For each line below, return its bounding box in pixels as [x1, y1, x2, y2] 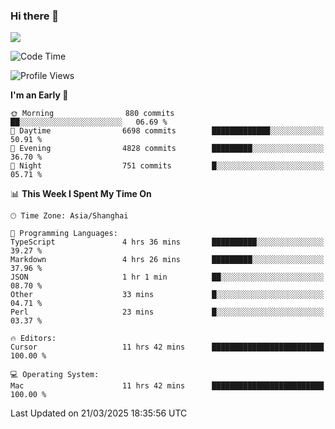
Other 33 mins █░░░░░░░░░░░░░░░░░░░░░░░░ [10, 290, 325, 300]
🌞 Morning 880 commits [10, 109, 175, 119]
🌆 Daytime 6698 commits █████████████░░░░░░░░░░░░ [10, 126, 325, 136]
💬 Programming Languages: [10, 229, 118, 239]
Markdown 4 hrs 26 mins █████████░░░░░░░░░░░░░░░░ [10, 255, 325, 265]
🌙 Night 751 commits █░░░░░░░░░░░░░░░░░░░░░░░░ [10, 161, 325, 171]
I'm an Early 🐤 [10, 89, 69, 101]
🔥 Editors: [10, 334, 57, 344]
